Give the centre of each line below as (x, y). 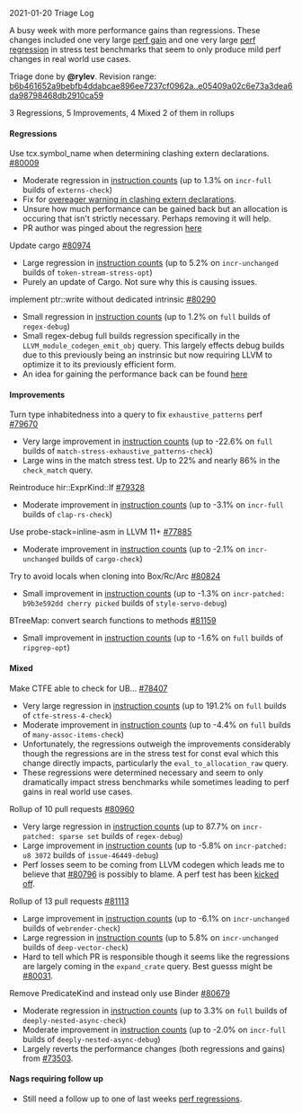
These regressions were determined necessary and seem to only (142, 773)
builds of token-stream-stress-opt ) (87, 272)
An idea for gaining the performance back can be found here (135, 374)
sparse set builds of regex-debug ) (121, 835)
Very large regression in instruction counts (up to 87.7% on (131, 826)
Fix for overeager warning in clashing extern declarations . (129, 199)
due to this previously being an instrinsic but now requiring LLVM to (147, 355)
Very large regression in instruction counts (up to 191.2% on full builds (154, 705)
